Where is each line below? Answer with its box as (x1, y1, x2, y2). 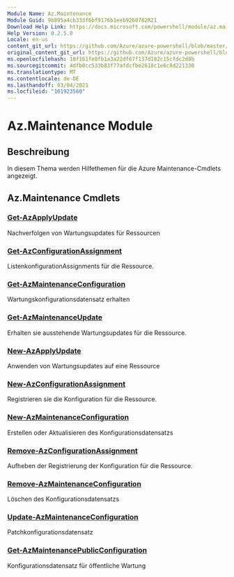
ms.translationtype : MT (7, 68, 77, 75)
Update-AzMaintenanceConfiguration (7, 512, 139, 522)
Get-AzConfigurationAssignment (7, 246, 123, 255)
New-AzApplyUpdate (7, 346, 81, 356)
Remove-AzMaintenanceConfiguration (7, 479, 141, 488)
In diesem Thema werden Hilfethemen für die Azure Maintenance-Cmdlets (7, 165, 221, 173)
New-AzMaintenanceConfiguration (7, 412, 130, 422)
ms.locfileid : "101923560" (7, 88, 86, 95)
